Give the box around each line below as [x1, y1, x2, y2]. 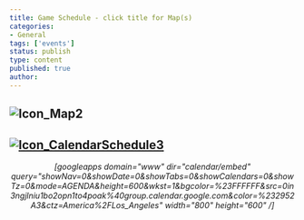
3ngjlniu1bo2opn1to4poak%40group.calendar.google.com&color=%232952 [10, 190, 295, 201]
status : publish [9, 47, 71, 56]
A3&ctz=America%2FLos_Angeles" [30, 199, 163, 210]
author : [9, 73, 39, 82]
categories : [9, 22, 54, 31]
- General [9, 30, 47, 39]
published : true [9, 65, 71, 74]
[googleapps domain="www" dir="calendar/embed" [54, 161, 251, 172]
